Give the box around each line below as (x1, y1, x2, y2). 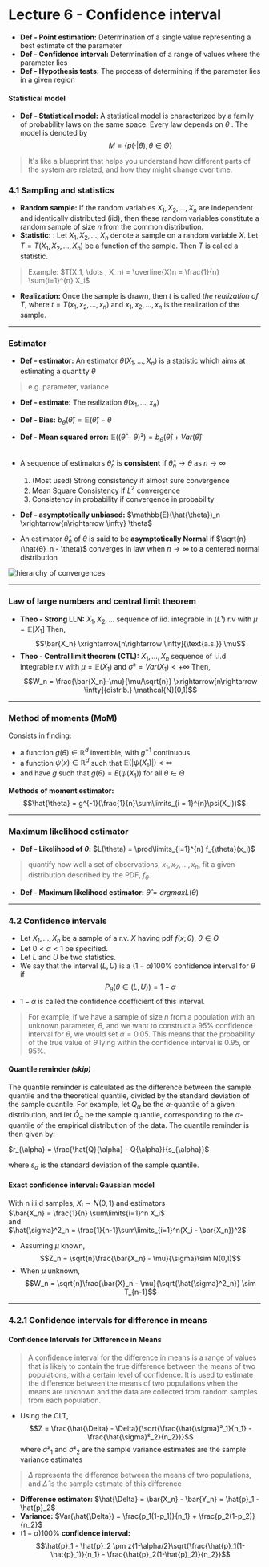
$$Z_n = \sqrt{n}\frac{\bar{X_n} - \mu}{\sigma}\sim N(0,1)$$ (39, 1254, 242, 1264)
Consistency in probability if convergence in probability (31, 494, 215, 503)
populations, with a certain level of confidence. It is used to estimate (27, 1370, 254, 1379)
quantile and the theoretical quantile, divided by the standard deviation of (8, 1091, 250, 1101)
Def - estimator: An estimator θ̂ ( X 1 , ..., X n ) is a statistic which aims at (19, 356, 246, 367)
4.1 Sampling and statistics (8, 185, 114, 196)
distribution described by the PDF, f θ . (27, 870, 151, 881)
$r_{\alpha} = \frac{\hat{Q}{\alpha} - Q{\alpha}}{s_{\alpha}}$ (8, 1144, 210, 1154)
